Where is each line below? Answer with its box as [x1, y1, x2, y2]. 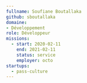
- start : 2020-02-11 [11, 41, 61, 47]
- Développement [6, 25, 45, 31]
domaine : [6, 19, 27, 25]
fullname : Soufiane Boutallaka [6, 8, 82, 15]
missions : [6, 36, 30, 41]
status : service [16, 52, 56, 58]
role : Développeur [6, 30, 50, 36]
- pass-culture [11, 68, 48, 74]
